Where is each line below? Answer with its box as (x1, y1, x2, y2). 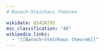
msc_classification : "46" (6, 25, 71, 31)
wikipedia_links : (6, 31, 50, 37)
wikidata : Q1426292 (6, 19, 56, 26)
